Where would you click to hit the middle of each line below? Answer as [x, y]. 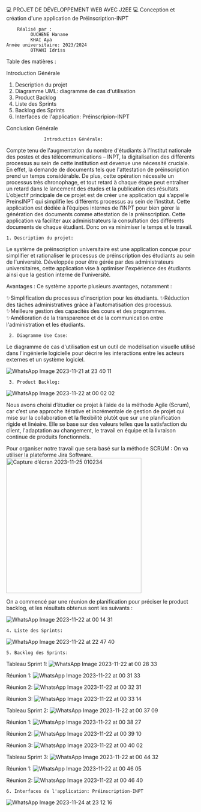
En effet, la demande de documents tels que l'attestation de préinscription [98, 169]
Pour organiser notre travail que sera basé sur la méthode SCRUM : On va [97, 448]
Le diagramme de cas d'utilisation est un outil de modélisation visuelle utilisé [101, 347]
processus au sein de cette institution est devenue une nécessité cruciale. [98, 163]
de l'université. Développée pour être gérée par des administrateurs [90, 262]
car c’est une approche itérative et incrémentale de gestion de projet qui [95, 411]
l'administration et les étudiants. [46, 325]
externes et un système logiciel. [46, 359]
